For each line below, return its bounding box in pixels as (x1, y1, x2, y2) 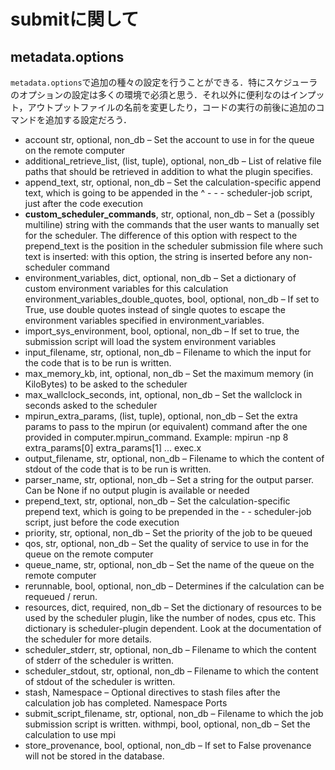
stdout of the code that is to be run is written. (24, 463, 212, 475)
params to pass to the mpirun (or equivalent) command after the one (24, 421, 308, 432)
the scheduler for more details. (24, 633, 152, 645)
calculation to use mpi (24, 729, 117, 740)
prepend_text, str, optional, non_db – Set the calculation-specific (24, 495, 291, 507)
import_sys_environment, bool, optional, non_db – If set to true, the (24, 325, 300, 337)
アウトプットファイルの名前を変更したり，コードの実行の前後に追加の (27, 101, 317, 113)
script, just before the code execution (24, 516, 180, 528)
